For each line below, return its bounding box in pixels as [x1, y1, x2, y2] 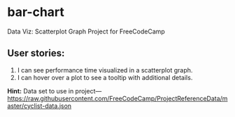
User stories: [7, 47, 65, 59]
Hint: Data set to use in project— [7, 86, 102, 95]
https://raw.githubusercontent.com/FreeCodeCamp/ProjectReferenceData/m [7, 94, 228, 102]
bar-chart [7, 4, 65, 20]
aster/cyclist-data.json [7, 102, 72, 110]
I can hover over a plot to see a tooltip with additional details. [17, 73, 193, 81]
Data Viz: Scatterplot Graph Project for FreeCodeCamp [7, 27, 166, 36]
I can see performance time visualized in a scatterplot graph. [17, 65, 193, 74]
